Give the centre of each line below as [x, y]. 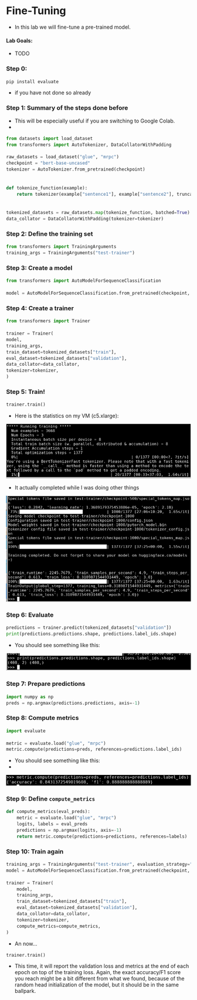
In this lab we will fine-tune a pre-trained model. [72, 27]
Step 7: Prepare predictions [46, 684]
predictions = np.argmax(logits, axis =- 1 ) [69, 830]
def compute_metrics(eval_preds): [48, 812]
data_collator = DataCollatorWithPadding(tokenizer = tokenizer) [85, 219]
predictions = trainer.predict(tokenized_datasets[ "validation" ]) [89, 628]
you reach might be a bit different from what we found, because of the [99, 979]
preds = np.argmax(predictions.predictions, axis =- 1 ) [73, 703]
